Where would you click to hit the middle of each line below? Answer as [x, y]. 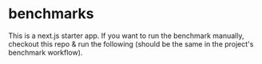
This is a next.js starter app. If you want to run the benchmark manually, [126, 36]
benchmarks [51, 14]
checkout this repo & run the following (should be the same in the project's [131, 43]
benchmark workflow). [46, 52]
